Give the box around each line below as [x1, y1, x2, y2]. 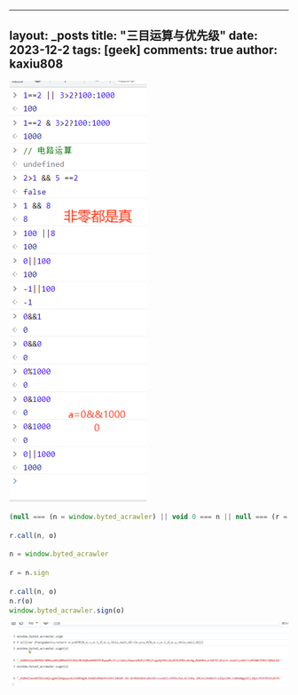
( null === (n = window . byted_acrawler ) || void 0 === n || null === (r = [9, 512, 288, 521]
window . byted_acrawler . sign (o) [9, 605, 125, 615]
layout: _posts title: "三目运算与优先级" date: [9, 28, 259, 43]
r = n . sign [9, 569, 50, 578]
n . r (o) [9, 596, 34, 605]
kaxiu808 [9, 57, 64, 72]
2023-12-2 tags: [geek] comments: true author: [9, 43, 278, 58]
